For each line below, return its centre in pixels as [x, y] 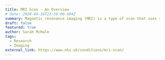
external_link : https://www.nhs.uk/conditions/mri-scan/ [65, 50]
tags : [11, 37]
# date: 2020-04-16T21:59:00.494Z [41, 14]
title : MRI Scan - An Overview [37, 9]
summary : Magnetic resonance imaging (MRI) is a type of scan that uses [81, 18]
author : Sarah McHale [27, 32]
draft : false [18, 23]
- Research [21, 41]
